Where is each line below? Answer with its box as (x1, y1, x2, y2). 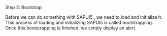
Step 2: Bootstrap (5, 5, 42, 10)
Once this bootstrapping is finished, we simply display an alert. (5, 25, 137, 31)
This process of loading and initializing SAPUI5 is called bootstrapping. (5, 20, 153, 25)
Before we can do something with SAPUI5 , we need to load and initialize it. (5, 14, 162, 20)
